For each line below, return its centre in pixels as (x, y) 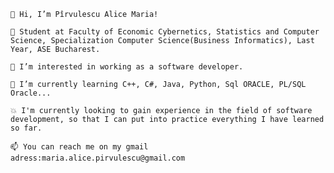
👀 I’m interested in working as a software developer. (127, 67)
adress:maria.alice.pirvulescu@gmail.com (98, 158)
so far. (26, 128)
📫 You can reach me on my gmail (79, 147)
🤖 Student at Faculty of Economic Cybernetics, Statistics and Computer (165, 32)
